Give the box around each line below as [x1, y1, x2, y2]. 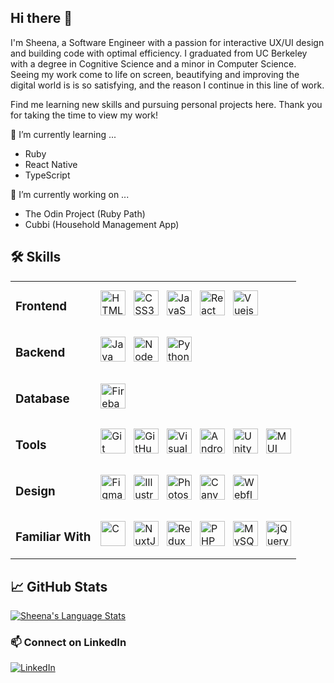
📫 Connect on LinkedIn [10, 635, 127, 649]
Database [15, 391, 70, 406]
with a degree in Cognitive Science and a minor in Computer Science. [10, 57, 297, 70]
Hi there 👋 [10, 10, 73, 27]
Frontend [15, 298, 68, 314]
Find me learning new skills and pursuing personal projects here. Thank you [10, 98, 323, 110]
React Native [24, 158, 78, 170]
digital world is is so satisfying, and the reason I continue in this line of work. [10, 79, 325, 91]
